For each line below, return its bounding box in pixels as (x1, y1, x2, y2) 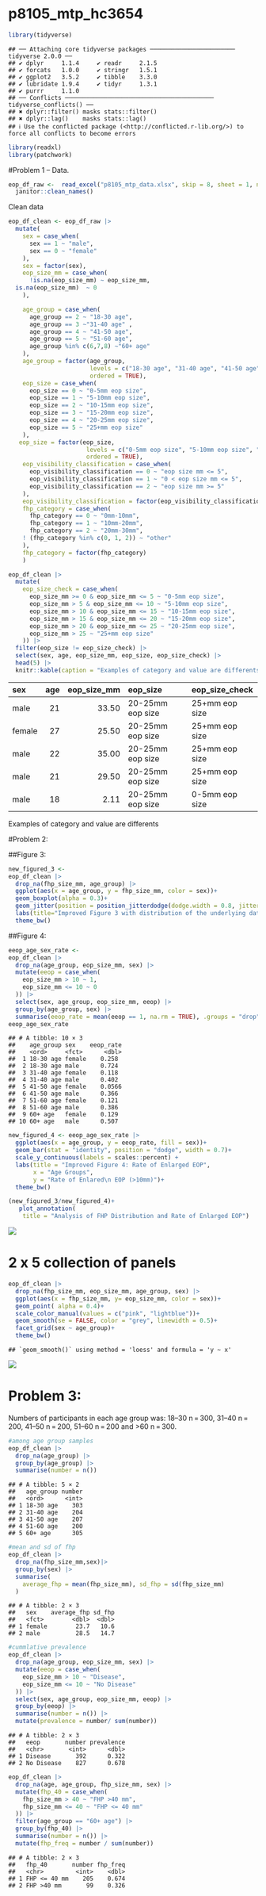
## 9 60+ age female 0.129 (8, 1111, 119, 1119)
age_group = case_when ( (22, 305, 101, 313)
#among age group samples (8, 1437, 93, 1445)
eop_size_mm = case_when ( (22, 269, 108, 278)
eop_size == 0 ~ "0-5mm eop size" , (28, 386, 147, 395)
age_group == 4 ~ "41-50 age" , (28, 327, 133, 335)
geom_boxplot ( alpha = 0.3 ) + (15, 894, 108, 902)
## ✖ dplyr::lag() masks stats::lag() (8, 114, 147, 123)
